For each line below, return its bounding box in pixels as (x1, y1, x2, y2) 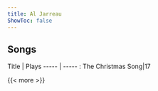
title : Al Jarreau (7, 10, 62, 18)
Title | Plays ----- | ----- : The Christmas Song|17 (7, 62, 151, 71)
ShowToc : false (7, 17, 53, 24)
